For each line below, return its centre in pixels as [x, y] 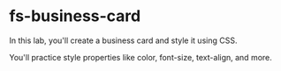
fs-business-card [75, 16]
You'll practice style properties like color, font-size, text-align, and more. [140, 57]
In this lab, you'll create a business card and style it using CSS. [123, 40]
